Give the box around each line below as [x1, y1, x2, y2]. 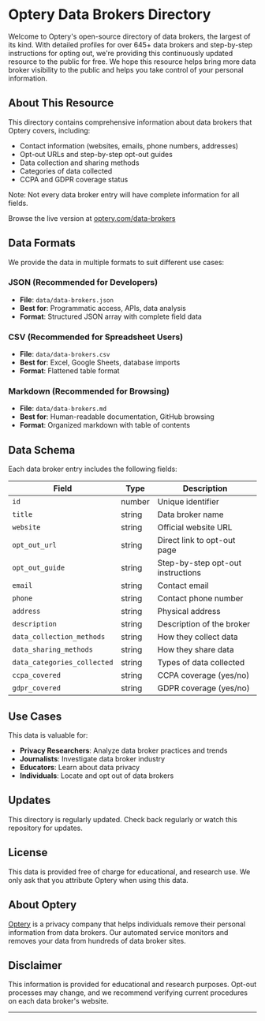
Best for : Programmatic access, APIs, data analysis [19, 303, 187, 312]
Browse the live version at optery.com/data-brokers [8, 213, 176, 223]
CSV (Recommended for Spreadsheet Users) [8, 331, 184, 342]
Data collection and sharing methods [19, 158, 140, 167]
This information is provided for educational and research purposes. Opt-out [8, 980, 257, 989]
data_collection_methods [12, 633, 106, 641]
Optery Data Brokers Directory [8, 6, 211, 24]
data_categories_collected [12, 658, 114, 668]
